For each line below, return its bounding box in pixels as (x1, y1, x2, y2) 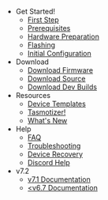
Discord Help (27, 158, 70, 167)
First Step (27, 15, 59, 25)
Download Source (27, 74, 86, 83)
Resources (15, 91, 51, 100)
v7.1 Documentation (27, 175, 91, 184)
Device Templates (27, 99, 87, 108)
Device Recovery (27, 149, 84, 159)
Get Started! (15, 7, 56, 16)
